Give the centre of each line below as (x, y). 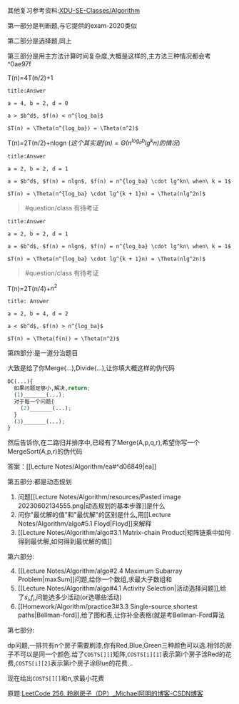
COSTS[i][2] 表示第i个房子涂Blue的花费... (74, 663)
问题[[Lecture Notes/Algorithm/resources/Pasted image (100, 497)
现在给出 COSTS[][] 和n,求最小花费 (56, 678)
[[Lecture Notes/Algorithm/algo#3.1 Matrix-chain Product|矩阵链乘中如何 (124, 533)
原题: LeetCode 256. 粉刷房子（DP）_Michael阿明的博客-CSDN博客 (105, 693)
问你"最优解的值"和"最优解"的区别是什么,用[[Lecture (94, 515)
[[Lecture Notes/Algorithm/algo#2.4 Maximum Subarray (100, 571)
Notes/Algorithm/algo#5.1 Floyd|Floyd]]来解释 (85, 524)
